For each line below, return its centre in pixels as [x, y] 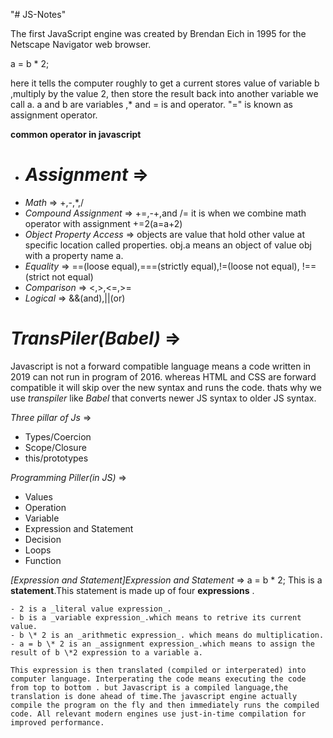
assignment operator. [54, 115]
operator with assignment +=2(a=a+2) [103, 223]
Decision [43, 539]
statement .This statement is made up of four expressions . [132, 590]
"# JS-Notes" [38, 14]
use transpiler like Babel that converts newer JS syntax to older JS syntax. [163, 398]
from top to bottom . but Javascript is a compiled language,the [149, 687]
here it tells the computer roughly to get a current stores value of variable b [165, 83]
